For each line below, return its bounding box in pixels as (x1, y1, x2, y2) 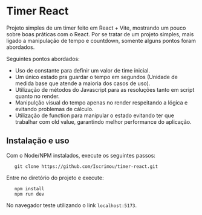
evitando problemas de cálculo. (15, 105, 94, 112)
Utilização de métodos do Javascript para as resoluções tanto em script (15, 86, 195, 93)
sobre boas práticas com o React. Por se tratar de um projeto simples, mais (6, 30, 194, 37)
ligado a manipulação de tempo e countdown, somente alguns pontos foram (6, 37, 197, 44)
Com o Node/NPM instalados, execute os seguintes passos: (6, 152, 156, 159)
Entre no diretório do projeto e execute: (6, 174, 104, 181)
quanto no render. (15, 92, 60, 100)
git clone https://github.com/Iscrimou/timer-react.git (14, 163, 158, 170)
